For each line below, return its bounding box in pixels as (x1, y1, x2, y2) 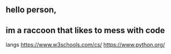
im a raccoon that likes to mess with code (5, 25, 165, 35)
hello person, (5, 5, 57, 15)
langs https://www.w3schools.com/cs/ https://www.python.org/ (5, 41, 165, 49)
